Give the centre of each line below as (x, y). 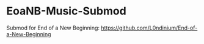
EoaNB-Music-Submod (66, 11)
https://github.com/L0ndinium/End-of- (149, 28)
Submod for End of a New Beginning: (53, 28)
